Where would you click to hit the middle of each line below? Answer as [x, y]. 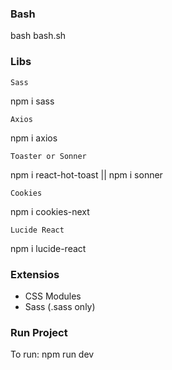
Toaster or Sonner [48, 156]
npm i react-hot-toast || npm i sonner [86, 174]
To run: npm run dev [52, 354]
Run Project [39, 332]
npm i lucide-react [48, 248]
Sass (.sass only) [60, 306]
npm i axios [34, 138]
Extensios [35, 274]
